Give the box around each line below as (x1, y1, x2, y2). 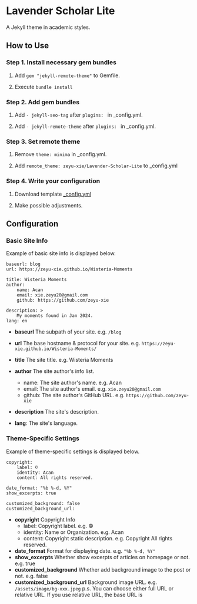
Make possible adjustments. (14, 202, 83, 209)
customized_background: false (6, 500, 81, 506)
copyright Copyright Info (14, 516, 75, 523)
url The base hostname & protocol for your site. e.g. (14, 340, 141, 347)
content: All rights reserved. (16, 474, 94, 481)
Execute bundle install (14, 83, 73, 90)
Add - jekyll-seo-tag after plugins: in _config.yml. (14, 111, 143, 118)
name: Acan (16, 287, 44, 293)
